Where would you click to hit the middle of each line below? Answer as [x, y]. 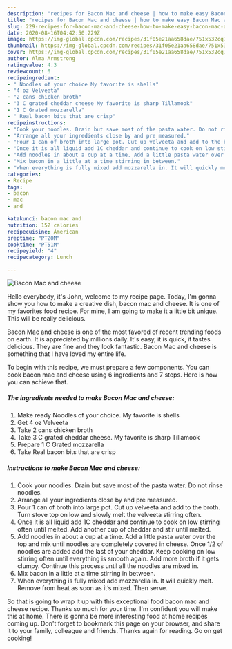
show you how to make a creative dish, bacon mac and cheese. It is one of [113, 304]
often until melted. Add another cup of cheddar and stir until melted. [114, 529]
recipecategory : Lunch [40, 257]
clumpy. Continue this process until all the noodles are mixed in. [108, 566]
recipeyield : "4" [32, 251]
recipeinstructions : [37, 123]
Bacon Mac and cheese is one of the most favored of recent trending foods [114, 332]
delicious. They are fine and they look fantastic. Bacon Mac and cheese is [112, 347]
